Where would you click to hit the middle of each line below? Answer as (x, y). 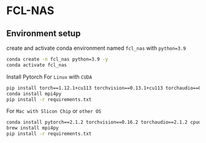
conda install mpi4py (34, 94)
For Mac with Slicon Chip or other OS (54, 111)
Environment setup (44, 33)
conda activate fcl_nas (37, 65)
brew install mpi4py (33, 128)
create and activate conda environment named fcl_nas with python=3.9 (96, 48)
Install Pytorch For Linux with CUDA (49, 77)
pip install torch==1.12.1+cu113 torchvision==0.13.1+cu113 (85, 88)
